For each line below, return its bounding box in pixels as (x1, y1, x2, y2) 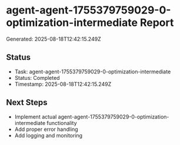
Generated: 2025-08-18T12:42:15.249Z (6, 35, 101, 42)
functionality (46, 119, 78, 126)
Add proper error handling (14, 126, 78, 133)
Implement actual (14, 113, 57, 120)
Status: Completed (14, 74, 60, 81)
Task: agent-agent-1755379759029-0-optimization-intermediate (14, 68, 171, 75)
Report (139, 16, 174, 29)
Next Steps (6, 97, 48, 107)
